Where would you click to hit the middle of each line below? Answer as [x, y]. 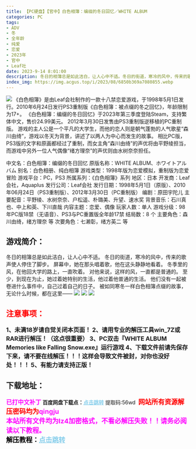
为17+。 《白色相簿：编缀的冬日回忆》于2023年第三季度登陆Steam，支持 [94, 114]
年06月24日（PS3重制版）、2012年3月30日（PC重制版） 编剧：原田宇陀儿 [95, 192]
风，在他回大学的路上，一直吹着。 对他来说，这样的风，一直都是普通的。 [94, 271]
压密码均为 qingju [33, 412]
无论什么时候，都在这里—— [39, 293]
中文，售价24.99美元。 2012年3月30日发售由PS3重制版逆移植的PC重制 [96, 121]
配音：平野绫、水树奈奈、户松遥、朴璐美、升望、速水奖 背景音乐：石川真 [99, 200]
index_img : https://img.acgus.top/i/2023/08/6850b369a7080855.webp [90, 82]
